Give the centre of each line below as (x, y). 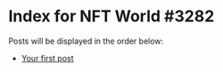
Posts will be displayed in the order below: (86, 41)
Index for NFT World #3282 (111, 16)
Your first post (47, 58)
